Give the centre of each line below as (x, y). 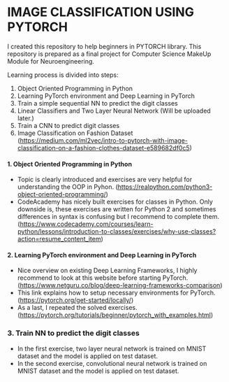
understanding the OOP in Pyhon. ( (68, 187)
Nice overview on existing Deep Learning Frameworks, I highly (107, 271)
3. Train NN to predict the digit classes (73, 333)
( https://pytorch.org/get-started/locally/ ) (75, 300)
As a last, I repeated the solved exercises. (77, 308)
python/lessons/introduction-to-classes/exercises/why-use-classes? (117, 232)
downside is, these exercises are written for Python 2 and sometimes (117, 209)
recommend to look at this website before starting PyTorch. (103, 278)
